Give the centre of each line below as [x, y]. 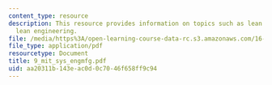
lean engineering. [47, 31]
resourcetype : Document [49, 53]
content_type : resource [49, 16]
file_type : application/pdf [56, 46]
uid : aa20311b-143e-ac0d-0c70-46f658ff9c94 [83, 69]
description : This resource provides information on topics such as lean [136, 23]
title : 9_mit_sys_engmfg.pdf [57, 62]
